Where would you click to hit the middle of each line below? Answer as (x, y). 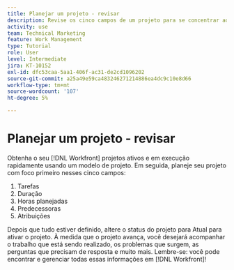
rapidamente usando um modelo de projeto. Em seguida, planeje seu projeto (117, 165)
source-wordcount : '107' (43, 91)
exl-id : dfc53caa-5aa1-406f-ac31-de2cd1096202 (76, 72)
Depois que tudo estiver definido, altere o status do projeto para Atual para (115, 229)
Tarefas (28, 186)
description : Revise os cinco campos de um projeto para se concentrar (113, 20)
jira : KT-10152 (29, 66)
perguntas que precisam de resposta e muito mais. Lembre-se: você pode (114, 251)
